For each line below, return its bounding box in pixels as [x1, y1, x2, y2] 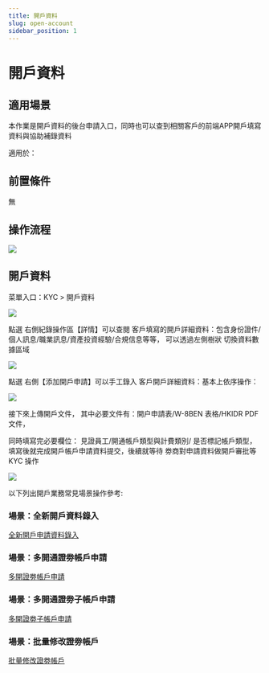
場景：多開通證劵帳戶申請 [8, 552, 108, 564]
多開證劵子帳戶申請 [8, 613, 72, 623]
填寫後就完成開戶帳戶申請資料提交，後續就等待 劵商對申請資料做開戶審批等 [8, 445, 257, 455]
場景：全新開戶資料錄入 [8, 510, 99, 521]
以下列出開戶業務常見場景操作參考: [8, 488, 124, 498]
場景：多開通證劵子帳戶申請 [8, 594, 116, 605]
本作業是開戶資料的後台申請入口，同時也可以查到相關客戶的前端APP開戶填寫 [8, 121, 262, 131]
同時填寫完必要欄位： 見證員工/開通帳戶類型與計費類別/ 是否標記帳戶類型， [8, 436, 257, 445]
